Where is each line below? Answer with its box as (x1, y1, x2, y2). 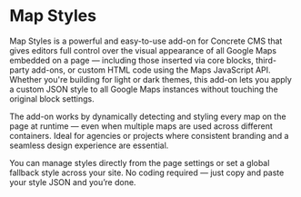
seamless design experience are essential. (9, 140, 169, 151)
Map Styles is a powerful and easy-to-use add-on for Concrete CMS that (9, 35, 283, 46)
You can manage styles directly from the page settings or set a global (9, 157, 270, 168)
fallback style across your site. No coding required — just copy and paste (9, 167, 285, 178)
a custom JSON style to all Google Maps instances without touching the (9, 84, 279, 94)
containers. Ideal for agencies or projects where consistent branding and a (9, 130, 289, 141)
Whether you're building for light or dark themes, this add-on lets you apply (9, 74, 293, 84)
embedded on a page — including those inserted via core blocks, (9, 54, 255, 65)
